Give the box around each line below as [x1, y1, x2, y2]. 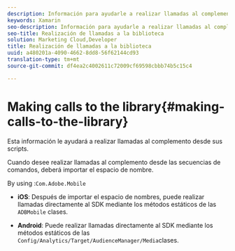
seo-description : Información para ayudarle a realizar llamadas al [7, 23, 211, 30]
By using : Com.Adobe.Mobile [7, 179, 86, 187]
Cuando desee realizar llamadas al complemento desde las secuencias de [7, 158, 221, 166]
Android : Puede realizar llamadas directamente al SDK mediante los [17, 221, 213, 229]
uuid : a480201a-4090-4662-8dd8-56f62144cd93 [7, 50, 139, 57]
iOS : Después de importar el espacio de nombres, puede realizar [17, 192, 205, 201]
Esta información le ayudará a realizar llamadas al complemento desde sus [7, 137, 222, 145]
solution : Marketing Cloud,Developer [7, 36, 117, 43]
